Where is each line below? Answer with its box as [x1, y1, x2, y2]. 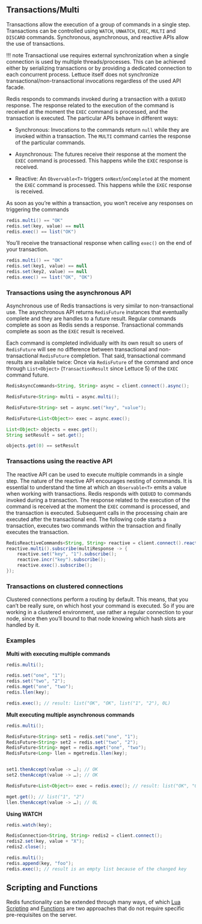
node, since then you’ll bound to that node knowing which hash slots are [6, 615, 186, 622]
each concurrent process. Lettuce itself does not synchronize [6, 70, 159, 78]
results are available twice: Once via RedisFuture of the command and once [6, 359, 194, 366]
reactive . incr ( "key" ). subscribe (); [17, 556, 106, 563]
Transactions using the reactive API [6, 457, 113, 466]
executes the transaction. [6, 528, 69, 535]
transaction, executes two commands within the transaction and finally [6, 522, 182, 529]
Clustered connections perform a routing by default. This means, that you [6, 596, 188, 603]
